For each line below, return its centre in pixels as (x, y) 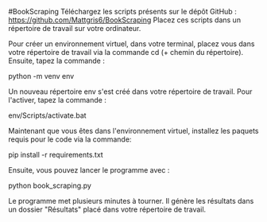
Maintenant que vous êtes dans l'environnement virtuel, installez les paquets (133, 131)
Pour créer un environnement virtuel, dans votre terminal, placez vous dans (132, 44)
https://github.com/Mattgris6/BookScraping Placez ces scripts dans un (124, 20)
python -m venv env (41, 76)
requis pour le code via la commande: (70, 139)
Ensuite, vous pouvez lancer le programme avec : (89, 170)
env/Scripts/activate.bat (47, 115)
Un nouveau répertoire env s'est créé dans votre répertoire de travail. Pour (130, 92)
